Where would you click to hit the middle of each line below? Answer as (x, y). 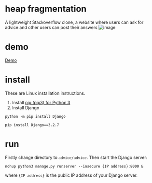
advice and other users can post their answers (51, 27)
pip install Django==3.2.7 (32, 125)
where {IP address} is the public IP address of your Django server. (71, 175)
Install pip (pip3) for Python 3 (41, 102)
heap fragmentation (46, 9)
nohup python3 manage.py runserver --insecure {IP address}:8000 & (74, 166)
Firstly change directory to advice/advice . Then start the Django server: (76, 157)
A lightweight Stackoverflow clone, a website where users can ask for (74, 22)
